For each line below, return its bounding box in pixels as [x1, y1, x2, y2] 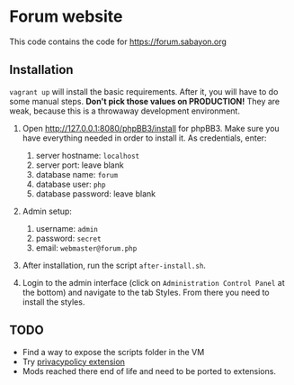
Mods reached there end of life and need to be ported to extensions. [22, 365, 277, 376]
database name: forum [35, 169, 119, 179]
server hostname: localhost [35, 150, 140, 160]
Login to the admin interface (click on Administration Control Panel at [22, 277, 285, 288]
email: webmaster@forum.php [35, 242, 138, 253]
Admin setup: [22, 206, 72, 216]
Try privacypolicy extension [22, 356, 126, 367]
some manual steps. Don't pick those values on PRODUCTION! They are [9, 96, 281, 106]
